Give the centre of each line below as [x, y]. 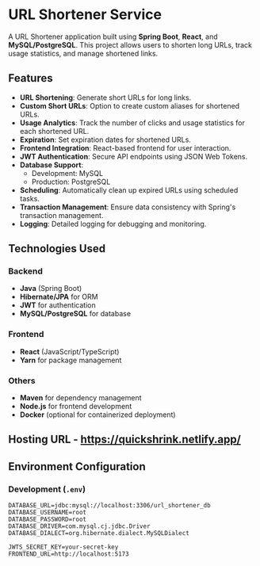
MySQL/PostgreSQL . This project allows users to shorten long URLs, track [130, 44]
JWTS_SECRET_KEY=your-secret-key [63, 547]
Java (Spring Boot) [51, 289]
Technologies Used [57, 249]
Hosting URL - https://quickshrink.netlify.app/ [125, 440]
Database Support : [52, 165]
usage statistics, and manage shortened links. [83, 53]
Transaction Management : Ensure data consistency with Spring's [128, 207]
